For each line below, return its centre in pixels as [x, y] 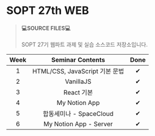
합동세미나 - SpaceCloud [78, 114]
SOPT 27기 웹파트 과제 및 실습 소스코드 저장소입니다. [85, 45]
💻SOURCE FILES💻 [46, 28]
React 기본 [78, 93]
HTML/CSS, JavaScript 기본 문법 [78, 72]
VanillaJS [78, 81]
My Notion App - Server [78, 124]
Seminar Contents [78, 60]
